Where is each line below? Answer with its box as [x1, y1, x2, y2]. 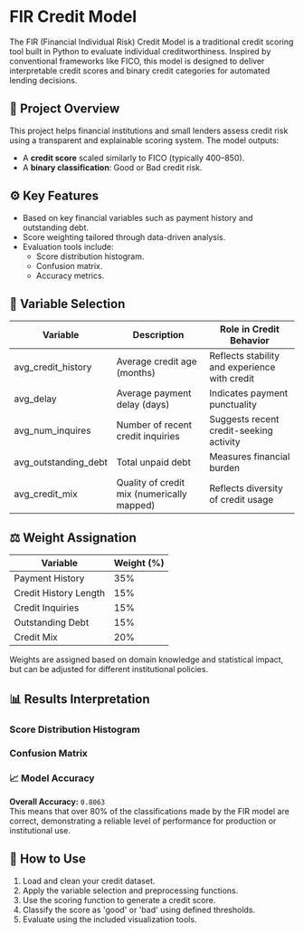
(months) [116, 367, 156, 380]
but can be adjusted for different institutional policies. [9, 664, 209, 675]
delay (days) [116, 399, 170, 411]
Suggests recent [209, 413, 280, 426]
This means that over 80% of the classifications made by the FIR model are [9, 805, 290, 816]
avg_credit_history [14, 361, 92, 373]
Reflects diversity [209, 482, 283, 495]
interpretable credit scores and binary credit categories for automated [9, 65, 271, 76]
